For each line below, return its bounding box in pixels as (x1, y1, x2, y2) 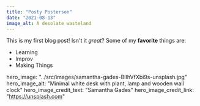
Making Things (15, 62, 53, 69)
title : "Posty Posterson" (6, 9, 72, 15)
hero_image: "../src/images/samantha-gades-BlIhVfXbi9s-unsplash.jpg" (6, 74, 188, 81)
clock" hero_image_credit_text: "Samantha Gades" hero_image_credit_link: (6, 87, 194, 94)
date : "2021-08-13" (6, 15, 56, 21)
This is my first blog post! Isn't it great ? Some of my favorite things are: (6, 37, 187, 44)
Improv (15, 55, 34, 63)
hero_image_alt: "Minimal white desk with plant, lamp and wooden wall (6, 80, 185, 87)
